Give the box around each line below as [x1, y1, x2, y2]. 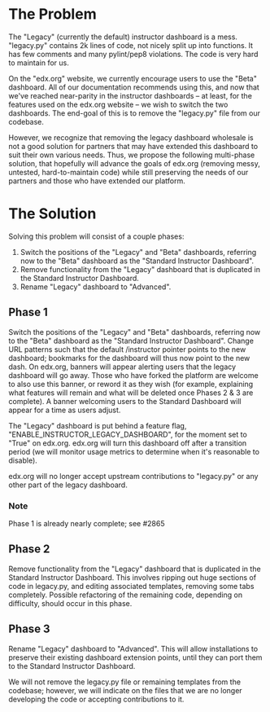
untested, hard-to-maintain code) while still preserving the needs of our [8, 167, 249, 177]
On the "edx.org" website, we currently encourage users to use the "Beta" [8, 73, 258, 83]
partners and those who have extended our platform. [8, 176, 185, 186]
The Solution [8, 204, 97, 223]
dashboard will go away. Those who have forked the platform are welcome [8, 370, 259, 380]
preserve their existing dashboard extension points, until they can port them [8, 653, 263, 662]
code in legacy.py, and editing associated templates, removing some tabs [8, 581, 255, 591]
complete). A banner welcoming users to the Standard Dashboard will [8, 396, 242, 406]
